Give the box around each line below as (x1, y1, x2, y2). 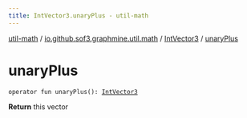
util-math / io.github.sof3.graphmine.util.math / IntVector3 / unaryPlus (8, 33, 239, 43)
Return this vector (8, 101, 69, 112)
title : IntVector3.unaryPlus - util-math (8, 11, 149, 20)
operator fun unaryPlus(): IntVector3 (8, 88, 138, 96)
